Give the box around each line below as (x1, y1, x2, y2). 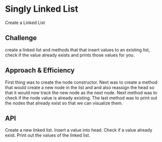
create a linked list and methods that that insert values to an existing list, (5, 47, 150, 52)
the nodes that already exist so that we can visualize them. (5, 100, 123, 106)
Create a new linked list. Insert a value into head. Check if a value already (5, 127, 153, 133)
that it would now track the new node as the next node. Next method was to (5, 90, 158, 95)
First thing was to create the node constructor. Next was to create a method (5, 79, 158, 85)
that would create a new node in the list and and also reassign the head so (5, 84, 155, 90)
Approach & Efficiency (5, 66, 75, 74)
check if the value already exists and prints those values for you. (5, 52, 135, 58)
